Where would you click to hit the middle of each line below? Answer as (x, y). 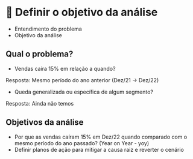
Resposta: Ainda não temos (40, 103)
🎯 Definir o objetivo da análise (82, 12)
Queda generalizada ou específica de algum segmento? (84, 92)
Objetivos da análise (45, 122)
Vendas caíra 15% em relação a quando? (65, 68)
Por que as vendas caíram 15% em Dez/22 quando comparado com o (101, 137)
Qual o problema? (40, 54)
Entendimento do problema (48, 29)
